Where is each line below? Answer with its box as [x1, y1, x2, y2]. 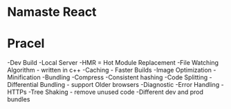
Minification [7, 73, 41, 81]
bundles [7, 95, 30, 103]
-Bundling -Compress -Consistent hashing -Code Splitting [41, 73, 208, 81]
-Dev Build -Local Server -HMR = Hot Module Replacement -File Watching [7, 59, 219, 67]
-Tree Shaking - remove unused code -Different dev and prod [28, 88, 204, 97]
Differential [7, 81, 39, 89]
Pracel [7, 36, 45, 52]
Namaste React [7, 4, 97, 20]
